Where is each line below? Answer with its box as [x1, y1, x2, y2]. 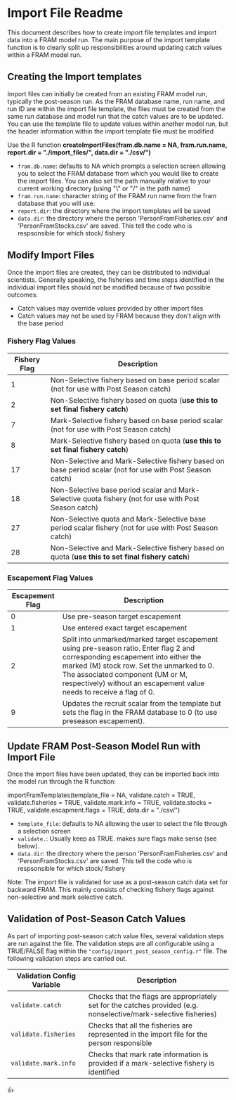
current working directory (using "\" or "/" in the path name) [17, 184, 191, 193]
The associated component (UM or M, [62, 670, 188, 680]
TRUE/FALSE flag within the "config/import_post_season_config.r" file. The [7, 947, 228, 955]
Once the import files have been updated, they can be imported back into [7, 770, 220, 778]
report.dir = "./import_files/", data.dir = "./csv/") [7, 148, 151, 156]
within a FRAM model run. [7, 51, 82, 59]
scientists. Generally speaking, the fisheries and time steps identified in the [7, 276, 225, 284]
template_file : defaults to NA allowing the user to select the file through [17, 819, 228, 827]
